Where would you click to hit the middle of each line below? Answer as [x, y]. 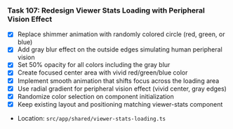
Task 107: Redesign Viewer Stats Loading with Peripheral [106, 10]
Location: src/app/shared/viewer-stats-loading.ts [92, 118]
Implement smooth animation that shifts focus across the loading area [118, 81]
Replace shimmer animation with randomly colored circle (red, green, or [121, 34]
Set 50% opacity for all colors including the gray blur [94, 65]
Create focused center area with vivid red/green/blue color [102, 73]
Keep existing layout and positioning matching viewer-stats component [120, 104]
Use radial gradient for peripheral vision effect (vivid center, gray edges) [122, 89]
